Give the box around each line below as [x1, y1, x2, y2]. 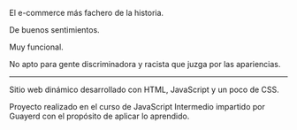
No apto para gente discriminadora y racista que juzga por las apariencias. [9, 59, 281, 69]
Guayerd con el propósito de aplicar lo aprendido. [9, 111, 190, 121]
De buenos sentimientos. [9, 25, 100, 34]
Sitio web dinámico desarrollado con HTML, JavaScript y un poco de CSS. [9, 84, 280, 95]
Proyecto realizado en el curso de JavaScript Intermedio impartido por [9, 102, 265, 111]
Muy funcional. [9, 42, 64, 52]
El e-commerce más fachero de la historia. [9, 8, 164, 18]
